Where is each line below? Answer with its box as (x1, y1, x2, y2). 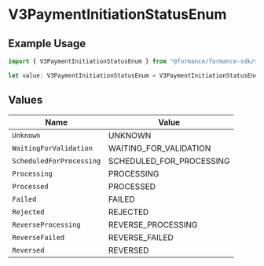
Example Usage (8, 37, 86, 50)
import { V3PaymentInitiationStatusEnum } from (8, 57, 167, 65)
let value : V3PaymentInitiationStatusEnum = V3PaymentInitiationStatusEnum (8, 71, 262, 79)
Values (8, 93, 43, 107)
